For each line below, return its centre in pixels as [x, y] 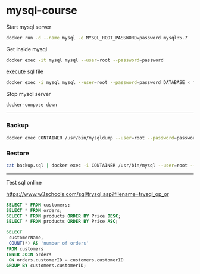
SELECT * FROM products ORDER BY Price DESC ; [63, 216]
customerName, [26, 238]
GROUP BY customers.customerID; [46, 266]
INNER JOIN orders [29, 254]
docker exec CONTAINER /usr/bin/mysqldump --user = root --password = [92, 138]
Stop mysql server [29, 94]
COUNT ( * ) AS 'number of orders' [49, 244]
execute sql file [25, 71]
